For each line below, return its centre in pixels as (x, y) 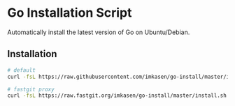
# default (22, 70)
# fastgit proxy (31, 89)
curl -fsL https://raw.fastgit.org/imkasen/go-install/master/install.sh (117, 96)
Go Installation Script (70, 13)
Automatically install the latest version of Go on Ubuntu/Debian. (99, 32)
